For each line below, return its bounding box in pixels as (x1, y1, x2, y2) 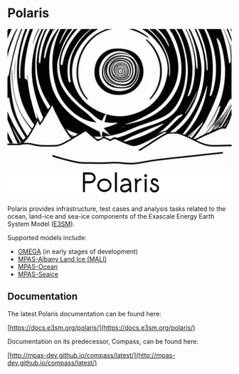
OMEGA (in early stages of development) (17, 247, 139, 256)
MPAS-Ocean (17, 262, 58, 271)
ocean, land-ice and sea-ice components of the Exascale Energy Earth (7, 212, 215, 220)
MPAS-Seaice (17, 269, 59, 279)
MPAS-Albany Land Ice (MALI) (17, 254, 107, 263)
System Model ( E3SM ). (7, 219, 75, 228)
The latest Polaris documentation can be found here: (7, 309, 161, 318)
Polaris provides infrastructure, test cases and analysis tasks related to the (7, 204, 226, 213)
